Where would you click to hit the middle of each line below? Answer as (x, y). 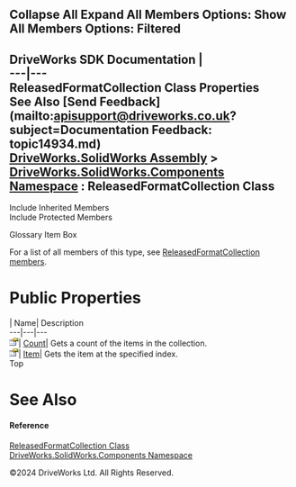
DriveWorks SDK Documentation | (106, 59)
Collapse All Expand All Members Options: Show (148, 15)
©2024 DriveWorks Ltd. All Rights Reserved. (91, 473)
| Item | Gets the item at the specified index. (98, 354)
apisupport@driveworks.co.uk (142, 116)
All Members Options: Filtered (95, 29)
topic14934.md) (55, 144)
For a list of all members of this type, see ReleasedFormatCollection (135, 252)
